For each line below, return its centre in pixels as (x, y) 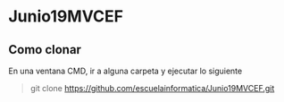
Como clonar (45, 50)
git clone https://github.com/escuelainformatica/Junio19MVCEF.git (152, 88)
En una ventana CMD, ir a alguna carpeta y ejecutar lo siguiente (125, 71)
